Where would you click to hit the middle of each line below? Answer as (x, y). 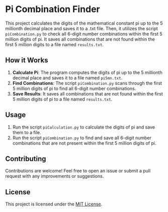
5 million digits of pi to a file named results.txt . (62, 99)
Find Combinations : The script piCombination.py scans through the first (87, 83)
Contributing (26, 158)
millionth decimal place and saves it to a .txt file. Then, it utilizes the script (82, 28)
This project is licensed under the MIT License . (54, 204)
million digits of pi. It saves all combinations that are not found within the (80, 39)
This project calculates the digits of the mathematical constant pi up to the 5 (84, 23)
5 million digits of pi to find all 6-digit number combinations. (74, 88)
